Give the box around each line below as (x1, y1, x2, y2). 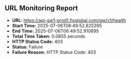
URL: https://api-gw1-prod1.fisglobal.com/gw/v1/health (12, 17, 126, 23)
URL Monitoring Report (5, 4, 79, 12)
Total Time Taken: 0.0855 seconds (12, 33, 85, 39)
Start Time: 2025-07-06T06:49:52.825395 (12, 22, 102, 28)
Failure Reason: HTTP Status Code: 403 (12, 49, 96, 55)
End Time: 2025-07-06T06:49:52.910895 (12, 27, 99, 34)
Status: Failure (12, 43, 43, 49)
